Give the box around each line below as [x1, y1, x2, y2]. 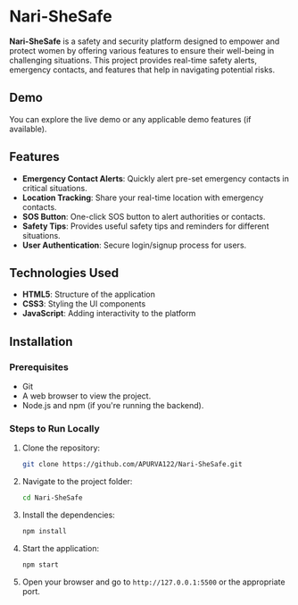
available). [9, 123, 47, 134]
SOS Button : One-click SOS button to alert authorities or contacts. [21, 211, 266, 222]
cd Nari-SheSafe [21, 493, 83, 502]
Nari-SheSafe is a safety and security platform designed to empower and [9, 36, 280, 46]
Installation [9, 333, 73, 349]
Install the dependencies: [21, 509, 116, 520]
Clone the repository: [21, 442, 101, 453]
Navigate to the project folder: [21, 476, 133, 487]
